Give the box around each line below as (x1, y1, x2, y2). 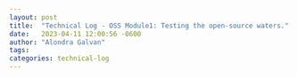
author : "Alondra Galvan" (9, 37, 105, 47)
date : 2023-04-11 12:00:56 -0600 (9, 29, 142, 38)
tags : (9, 46, 29, 55)
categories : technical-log (9, 54, 110, 63)
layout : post (9, 12, 58, 22)
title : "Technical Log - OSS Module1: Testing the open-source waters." (9, 21, 290, 30)
